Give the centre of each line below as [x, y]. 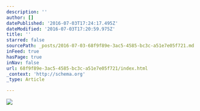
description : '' [27, 12]
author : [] [20, 18]
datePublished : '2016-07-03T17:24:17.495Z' [62, 23]
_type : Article [26, 79]
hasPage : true [24, 57]
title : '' [19, 35]
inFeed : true [23, 52]
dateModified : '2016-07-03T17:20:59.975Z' [61, 29]
